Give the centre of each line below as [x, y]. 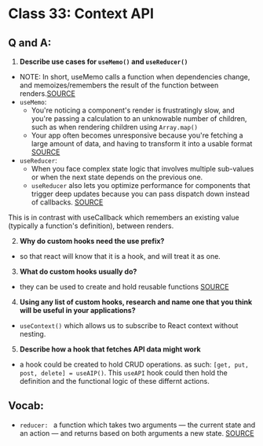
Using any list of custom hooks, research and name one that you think [136, 302]
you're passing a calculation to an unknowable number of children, [139, 118]
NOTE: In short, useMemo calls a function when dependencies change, [135, 77]
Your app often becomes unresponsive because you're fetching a [137, 135]
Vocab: [26, 406]
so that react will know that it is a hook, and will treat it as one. [120, 256]
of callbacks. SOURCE [67, 202]
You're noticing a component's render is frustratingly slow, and [133, 110]
